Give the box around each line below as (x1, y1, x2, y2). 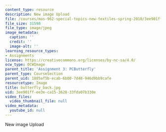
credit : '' (9, 39, 32, 44)
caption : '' (9, 35, 35, 40)
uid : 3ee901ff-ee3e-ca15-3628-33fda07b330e (5, 90, 96, 95)
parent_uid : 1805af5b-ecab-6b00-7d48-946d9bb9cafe (5, 76, 112, 81)
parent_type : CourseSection (5, 71, 63, 76)
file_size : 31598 (5, 21, 41, 26)
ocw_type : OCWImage (5, 62, 45, 67)
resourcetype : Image (5, 80, 48, 85)
